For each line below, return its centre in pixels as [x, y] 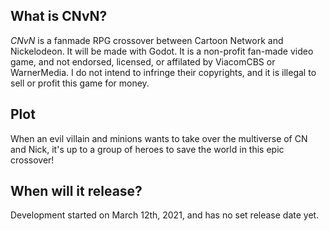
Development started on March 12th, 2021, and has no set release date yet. [165, 215]
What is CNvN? [59, 16]
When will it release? [76, 191]
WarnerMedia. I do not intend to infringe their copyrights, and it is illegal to [163, 72]
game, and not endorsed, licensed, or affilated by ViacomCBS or [143, 61]
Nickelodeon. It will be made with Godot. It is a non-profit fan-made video [162, 51]
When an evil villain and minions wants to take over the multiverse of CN [159, 138]
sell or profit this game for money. [80, 83]
